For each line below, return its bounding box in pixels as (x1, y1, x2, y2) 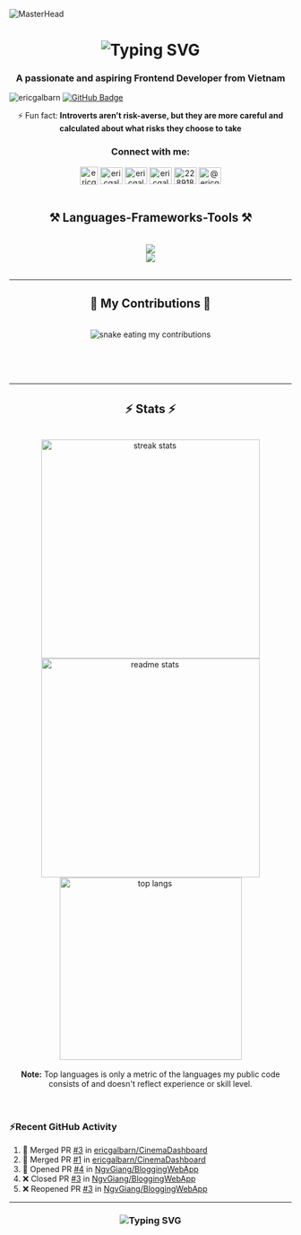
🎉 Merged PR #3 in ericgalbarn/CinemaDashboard (21, 1144, 208, 1155)
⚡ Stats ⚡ (125, 401, 176, 417)
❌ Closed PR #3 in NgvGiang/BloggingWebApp (21, 1173, 196, 1184)
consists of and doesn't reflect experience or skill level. (48, 1079, 253, 1089)
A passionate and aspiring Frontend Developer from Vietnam (15, 72, 286, 84)
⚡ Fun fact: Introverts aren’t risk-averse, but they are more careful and (17, 110, 284, 121)
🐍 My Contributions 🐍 (90, 296, 211, 311)
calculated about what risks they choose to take (59, 123, 242, 134)
